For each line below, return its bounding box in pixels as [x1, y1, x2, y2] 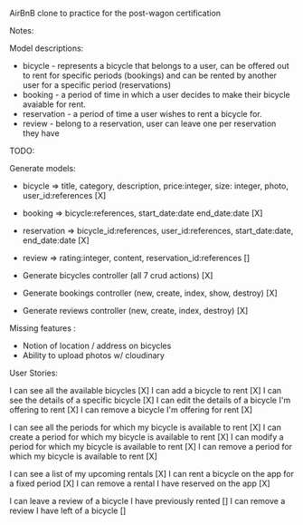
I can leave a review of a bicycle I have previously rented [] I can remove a [9, 496, 286, 506]
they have [22, 128, 61, 139]
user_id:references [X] [22, 190, 107, 200]
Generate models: [9, 163, 76, 173]
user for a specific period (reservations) [22, 80, 172, 90]
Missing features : [9, 323, 77, 334]
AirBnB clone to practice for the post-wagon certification [9, 8, 222, 18]
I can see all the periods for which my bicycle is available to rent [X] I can [9, 422, 282, 433]
